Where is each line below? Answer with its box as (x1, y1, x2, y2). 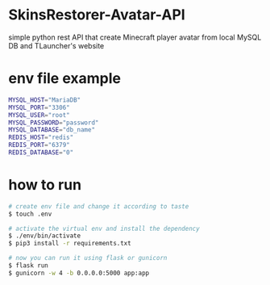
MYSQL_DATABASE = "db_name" (8, 126, 95, 134)
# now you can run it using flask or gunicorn (8, 254, 168, 262)
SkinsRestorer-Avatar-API (8, 6, 185, 24)
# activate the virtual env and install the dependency (8, 224, 200, 233)
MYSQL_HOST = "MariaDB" (8, 95, 81, 104)
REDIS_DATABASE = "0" (8, 149, 74, 157)
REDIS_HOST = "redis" (8, 133, 74, 142)
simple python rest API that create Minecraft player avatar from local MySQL (8, 32, 262, 42)
